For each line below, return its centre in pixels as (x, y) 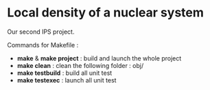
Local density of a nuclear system (106, 13)
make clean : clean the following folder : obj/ (80, 65)
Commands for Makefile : (43, 45)
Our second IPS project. (41, 32)
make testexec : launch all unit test (67, 80)
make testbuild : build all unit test (65, 73)
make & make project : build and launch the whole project (99, 58)
